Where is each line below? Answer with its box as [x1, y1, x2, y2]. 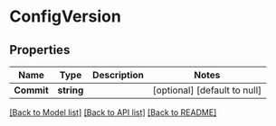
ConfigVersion [9, 6, 122, 27]
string [57, 84, 84, 96]
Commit [14, 84, 50, 96]
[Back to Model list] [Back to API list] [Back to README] [9, 107, 217, 118]
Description [91, 69, 145, 81]
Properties [9, 42, 71, 58]
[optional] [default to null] [152, 84, 262, 96]
